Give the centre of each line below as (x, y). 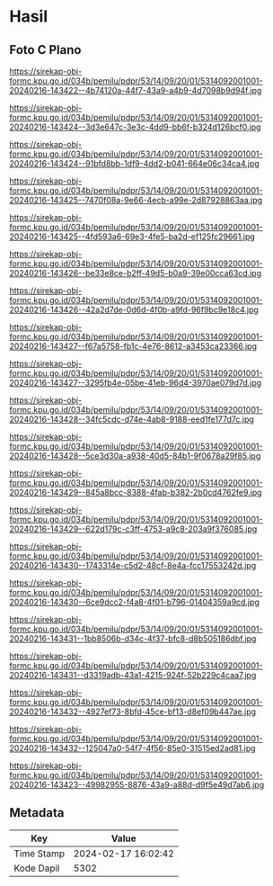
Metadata (37, 813)
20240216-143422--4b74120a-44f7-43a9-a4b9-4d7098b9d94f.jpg (136, 90)
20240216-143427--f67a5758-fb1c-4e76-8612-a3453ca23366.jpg (133, 346)
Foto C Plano (45, 50)
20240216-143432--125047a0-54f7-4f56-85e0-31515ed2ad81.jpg (132, 748)
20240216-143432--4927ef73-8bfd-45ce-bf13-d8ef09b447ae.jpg (133, 711)
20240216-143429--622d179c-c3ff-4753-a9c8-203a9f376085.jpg (133, 529)
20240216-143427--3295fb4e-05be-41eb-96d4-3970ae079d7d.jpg (136, 383)
